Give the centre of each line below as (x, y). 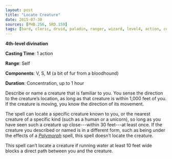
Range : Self (18, 63)
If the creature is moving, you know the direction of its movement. (75, 104)
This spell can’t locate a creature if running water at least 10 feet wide (79, 146)
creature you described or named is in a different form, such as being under (85, 130)
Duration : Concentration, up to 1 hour (45, 83)
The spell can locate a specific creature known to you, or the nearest (78, 114)
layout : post (19, 10)
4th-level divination (27, 43)
